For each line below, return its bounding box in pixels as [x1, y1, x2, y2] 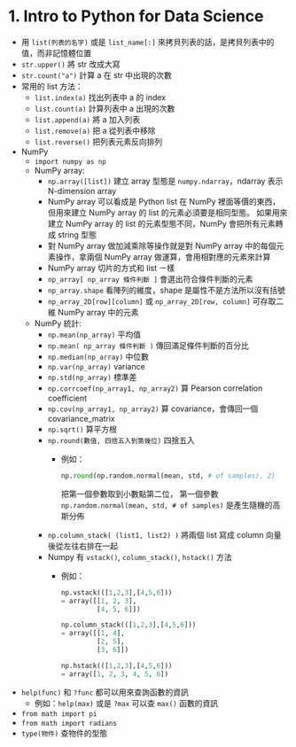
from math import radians [20, 719, 117, 728]
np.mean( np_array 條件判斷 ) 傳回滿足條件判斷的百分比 [47, 339, 250, 351]
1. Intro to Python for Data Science [8, 6, 264, 27]
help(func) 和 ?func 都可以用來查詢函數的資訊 [20, 687, 189, 697]
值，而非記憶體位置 [20, 47, 92, 58]
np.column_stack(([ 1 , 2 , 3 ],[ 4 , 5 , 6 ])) [60, 620, 197, 630]
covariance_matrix [47, 413, 116, 424]
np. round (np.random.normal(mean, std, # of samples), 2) [60, 471, 276, 480]
